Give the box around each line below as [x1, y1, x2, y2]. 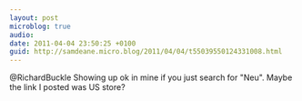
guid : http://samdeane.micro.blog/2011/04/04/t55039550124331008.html [9, 47, 283, 56]
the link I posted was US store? [9, 82, 126, 93]
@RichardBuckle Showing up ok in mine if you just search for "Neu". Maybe [9, 72, 293, 83]
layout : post [9, 13, 59, 23]
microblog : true [9, 22, 71, 31]
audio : [9, 30, 35, 39]
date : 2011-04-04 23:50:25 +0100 [9, 38, 136, 48]
